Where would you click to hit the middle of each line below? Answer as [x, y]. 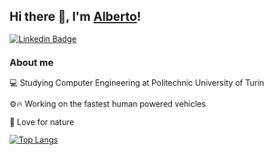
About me [32, 62]
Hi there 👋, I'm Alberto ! [76, 17]
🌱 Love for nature [42, 122]
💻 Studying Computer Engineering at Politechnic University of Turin [137, 83]
